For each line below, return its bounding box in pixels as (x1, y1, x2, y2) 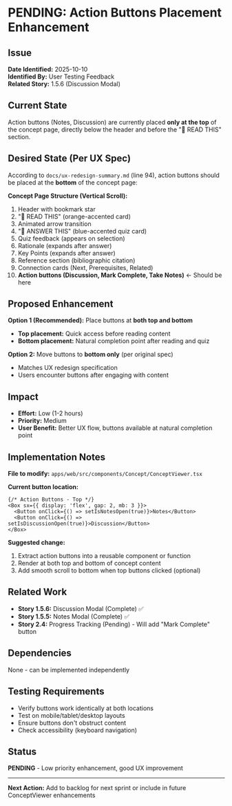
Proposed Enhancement (8, 298, 114, 310)
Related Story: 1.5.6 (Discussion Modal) (8, 80, 121, 87)
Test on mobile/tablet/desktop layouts (17, 711, 126, 719)
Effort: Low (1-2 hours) (17, 409, 83, 417)
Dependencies (8, 648, 72, 659)
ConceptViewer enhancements (8, 791, 96, 800)
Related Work (8, 586, 67, 598)
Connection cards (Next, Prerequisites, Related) (17, 263, 154, 271)
